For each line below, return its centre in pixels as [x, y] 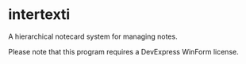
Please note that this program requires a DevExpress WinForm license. [124, 51]
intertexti [39, 15]
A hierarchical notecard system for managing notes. [93, 36]
